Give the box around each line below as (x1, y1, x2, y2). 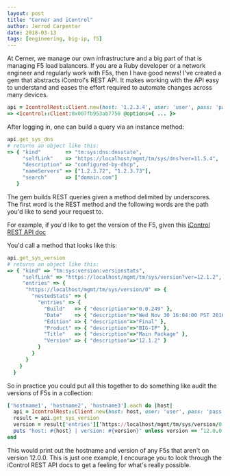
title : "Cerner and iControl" (7, 16, 94, 23)
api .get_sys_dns (7, 136, 53, 142)
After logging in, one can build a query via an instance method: (7, 123, 185, 131)
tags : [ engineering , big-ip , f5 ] (7, 36, 103, 42)
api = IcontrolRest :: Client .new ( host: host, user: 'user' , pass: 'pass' (13, 408, 225, 415)
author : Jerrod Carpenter (7, 23, 81, 29)
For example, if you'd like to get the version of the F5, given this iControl (7, 221, 210, 229)
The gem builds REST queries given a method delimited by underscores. (7, 192, 211, 201)
